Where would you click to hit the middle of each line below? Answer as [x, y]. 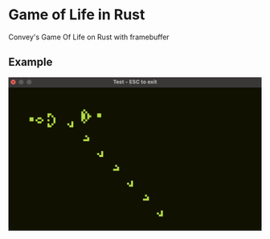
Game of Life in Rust [77, 15]
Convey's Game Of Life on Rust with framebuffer [89, 37]
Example [31, 62]
